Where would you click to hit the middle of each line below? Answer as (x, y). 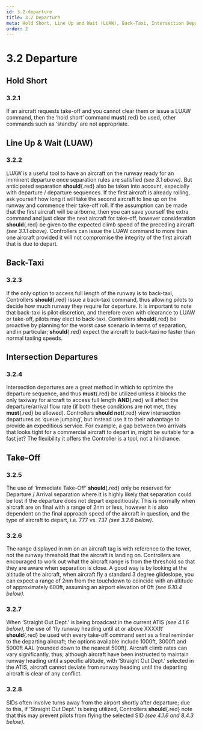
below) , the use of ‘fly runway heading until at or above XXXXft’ (85, 629)
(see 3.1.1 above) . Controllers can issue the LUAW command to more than (97, 231)
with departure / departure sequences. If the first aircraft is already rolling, (98, 192)
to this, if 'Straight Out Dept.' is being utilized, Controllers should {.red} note (99, 709)
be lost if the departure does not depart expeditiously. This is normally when (101, 500)
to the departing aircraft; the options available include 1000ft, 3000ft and (96, 642)
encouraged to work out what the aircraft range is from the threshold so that (101, 561)
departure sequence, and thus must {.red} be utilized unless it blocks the (96, 394)
